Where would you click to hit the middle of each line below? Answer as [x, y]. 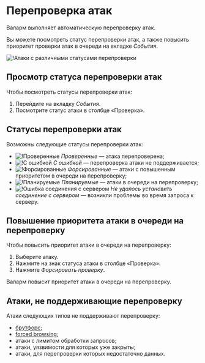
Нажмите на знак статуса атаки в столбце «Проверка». [88, 263]
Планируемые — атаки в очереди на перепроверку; [130, 182]
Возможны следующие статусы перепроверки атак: [75, 144]
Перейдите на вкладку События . [58, 103]
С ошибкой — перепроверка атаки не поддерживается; [126, 162]
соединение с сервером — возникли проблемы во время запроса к [104, 195]
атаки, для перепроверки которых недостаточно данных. [90, 354]
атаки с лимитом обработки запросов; [66, 341]
